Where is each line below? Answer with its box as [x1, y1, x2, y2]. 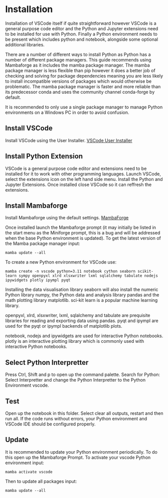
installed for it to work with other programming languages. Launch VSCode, [5, 170, 161, 177]
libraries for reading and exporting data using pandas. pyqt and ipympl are [5, 318, 159, 324]
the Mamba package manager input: [5, 240, 80, 246]
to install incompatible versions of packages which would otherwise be [5, 78, 152, 84]
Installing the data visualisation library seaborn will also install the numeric [5, 286, 158, 293]
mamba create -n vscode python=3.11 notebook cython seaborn [5, 269, 136, 274]
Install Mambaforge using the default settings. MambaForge [5, 215, 129, 221]
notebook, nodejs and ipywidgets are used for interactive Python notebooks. [5, 333, 163, 339]
